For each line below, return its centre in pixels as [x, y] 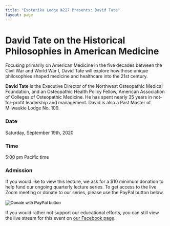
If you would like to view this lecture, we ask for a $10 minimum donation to [84, 182]
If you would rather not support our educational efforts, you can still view [82, 213]
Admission [19, 170]
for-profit [15, 103]
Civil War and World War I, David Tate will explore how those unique [77, 71]
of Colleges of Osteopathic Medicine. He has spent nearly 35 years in [79, 97]
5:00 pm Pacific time [27, 157]
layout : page [19, 15]
